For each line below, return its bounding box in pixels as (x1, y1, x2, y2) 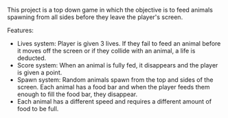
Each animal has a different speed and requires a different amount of (16, 98, 212, 105)
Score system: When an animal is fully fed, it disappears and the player (16, 61, 218, 69)
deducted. (16, 54, 47, 62)
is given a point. (16, 68, 62, 76)
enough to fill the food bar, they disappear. (16, 90, 138, 98)
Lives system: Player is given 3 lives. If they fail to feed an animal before (16, 40, 221, 47)
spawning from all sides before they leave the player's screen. (7, 13, 183, 21)
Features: (7, 27, 34, 34)
